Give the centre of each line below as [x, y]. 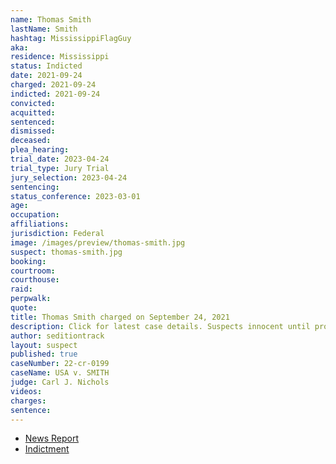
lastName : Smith [44, 29]
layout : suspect [44, 345]
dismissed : [33, 131]
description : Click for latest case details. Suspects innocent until [160, 326]
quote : [24, 308]
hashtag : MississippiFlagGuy [71, 38]
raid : [21, 289]
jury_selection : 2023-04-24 [69, 177]
